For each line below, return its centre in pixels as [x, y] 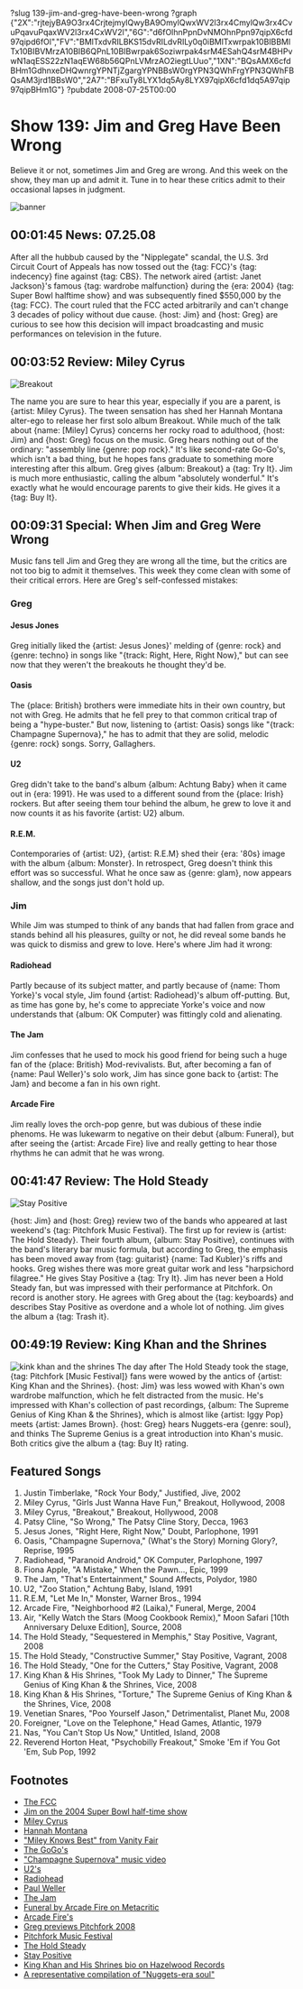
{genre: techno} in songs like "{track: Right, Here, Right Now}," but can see [150, 655]
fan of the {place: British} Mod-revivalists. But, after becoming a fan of [141, 1064]
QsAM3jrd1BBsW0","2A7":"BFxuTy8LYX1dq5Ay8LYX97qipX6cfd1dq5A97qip [151, 80]
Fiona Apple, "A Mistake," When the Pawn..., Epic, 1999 [126, 1570]
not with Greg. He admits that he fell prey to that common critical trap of [144, 714]
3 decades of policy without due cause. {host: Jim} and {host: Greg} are [144, 314]
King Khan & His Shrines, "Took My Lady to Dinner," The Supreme [146, 1675]
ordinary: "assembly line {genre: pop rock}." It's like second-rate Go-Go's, [148, 449]
